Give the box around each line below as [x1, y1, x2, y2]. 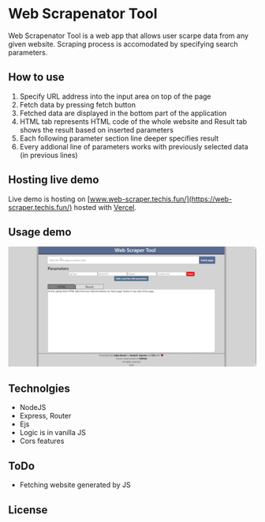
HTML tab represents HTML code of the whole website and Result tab [19, 116, 248, 126]
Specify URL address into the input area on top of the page [19, 92, 211, 101]
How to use [8, 70, 65, 84]
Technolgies [8, 381, 71, 395]
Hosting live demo [8, 173, 99, 186]
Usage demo [8, 225, 72, 238]
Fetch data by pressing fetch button [19, 100, 136, 109]
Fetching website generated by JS [19, 480, 132, 490]
